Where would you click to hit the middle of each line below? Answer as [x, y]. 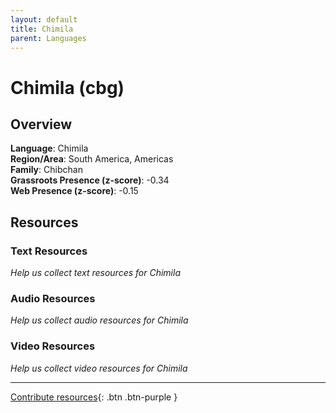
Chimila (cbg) [67, 87]
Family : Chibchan [46, 170]
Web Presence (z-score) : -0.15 [74, 191]
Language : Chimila [49, 148]
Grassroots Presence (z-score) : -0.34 [90, 180]
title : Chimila [42, 29]
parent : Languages [48, 38]
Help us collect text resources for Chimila [95, 273]
